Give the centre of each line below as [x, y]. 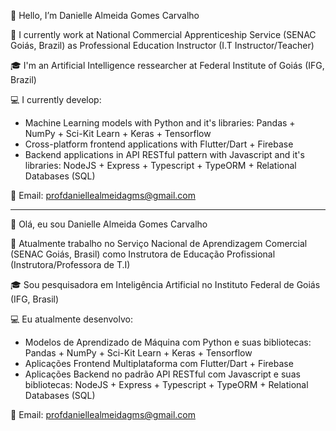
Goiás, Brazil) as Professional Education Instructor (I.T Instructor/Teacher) [162, 45]
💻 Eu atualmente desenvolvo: [71, 319]
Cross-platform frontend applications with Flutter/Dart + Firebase [159, 144]
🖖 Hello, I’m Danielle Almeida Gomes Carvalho [105, 15]
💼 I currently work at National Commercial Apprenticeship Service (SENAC [163, 34]
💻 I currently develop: [56, 99]
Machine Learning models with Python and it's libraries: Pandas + [160, 123]
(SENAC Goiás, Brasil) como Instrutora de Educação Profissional [143, 254]
